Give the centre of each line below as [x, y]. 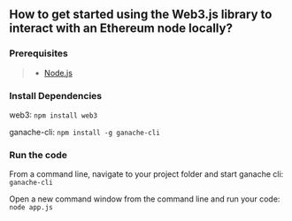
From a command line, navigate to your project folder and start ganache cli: [146, 174]
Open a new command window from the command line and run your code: [145, 199]
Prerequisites [38, 54]
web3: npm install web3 [54, 115]
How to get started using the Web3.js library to [141, 15]
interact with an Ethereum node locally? [121, 29]
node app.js [31, 208]
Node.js [58, 72]
